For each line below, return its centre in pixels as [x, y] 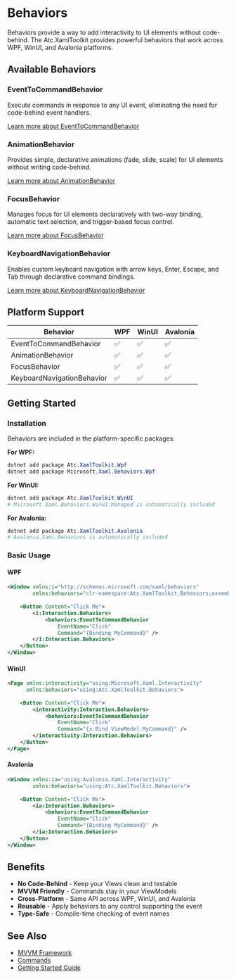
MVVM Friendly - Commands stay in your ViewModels [97, 891]
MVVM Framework [45, 953]
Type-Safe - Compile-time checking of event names [93, 914]
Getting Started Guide [49, 968]
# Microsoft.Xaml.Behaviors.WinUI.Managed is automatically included [111, 505]
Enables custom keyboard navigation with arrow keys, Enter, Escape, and [113, 269]
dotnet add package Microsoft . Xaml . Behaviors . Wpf [81, 472]
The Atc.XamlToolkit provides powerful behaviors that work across [127, 39]
